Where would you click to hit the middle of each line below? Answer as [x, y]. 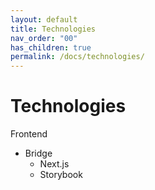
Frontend [29, 134]
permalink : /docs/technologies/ [77, 57]
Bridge [38, 153]
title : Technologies [53, 29]
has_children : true [51, 47]
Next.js [54, 164]
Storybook [61, 175]
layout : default [44, 19]
